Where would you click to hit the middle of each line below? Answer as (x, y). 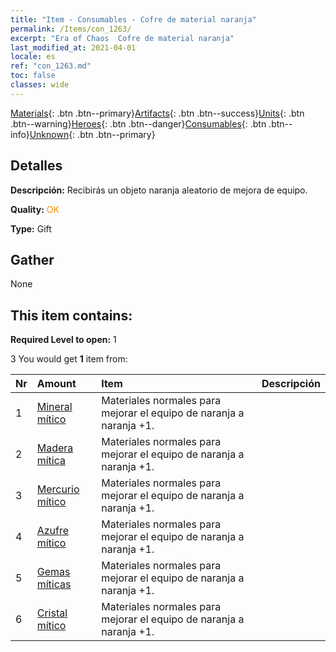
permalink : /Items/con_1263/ (71, 29)
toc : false (33, 76)
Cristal (52, 613)
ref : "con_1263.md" (51, 66)
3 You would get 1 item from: (69, 359)
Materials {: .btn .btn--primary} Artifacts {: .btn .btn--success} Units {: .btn (157, 113)
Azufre (53, 531)
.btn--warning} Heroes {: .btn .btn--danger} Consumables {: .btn (138, 123)
